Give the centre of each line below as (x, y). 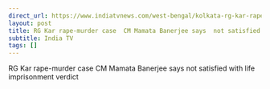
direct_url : (28, 16)
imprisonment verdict (43, 77)
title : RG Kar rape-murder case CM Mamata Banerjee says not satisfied (135, 30)
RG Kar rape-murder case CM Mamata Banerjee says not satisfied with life (132, 68)
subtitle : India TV (41, 38)
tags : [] (23, 46)
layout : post (30, 23)
